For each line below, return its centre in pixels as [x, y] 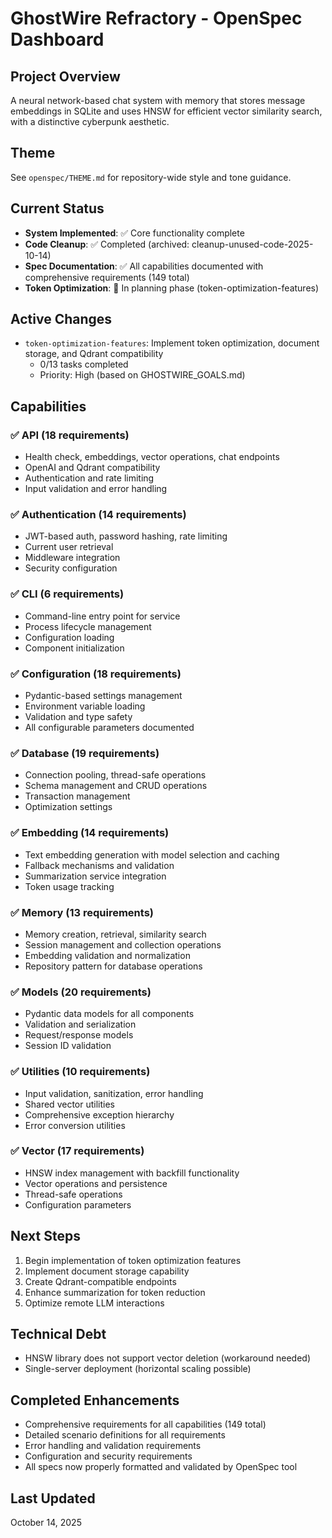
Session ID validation [68, 1046]
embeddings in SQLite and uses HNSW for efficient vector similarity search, [166, 111]
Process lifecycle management [88, 626]
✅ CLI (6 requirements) [67, 594]
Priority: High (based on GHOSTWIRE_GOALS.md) [142, 375]
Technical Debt [58, 1334]
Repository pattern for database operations [113, 966]
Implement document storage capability [107, 1271]
